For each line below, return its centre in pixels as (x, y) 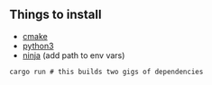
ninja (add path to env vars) (74, 55)
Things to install (55, 15)
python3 (38, 46)
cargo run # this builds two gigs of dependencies (106, 72)
